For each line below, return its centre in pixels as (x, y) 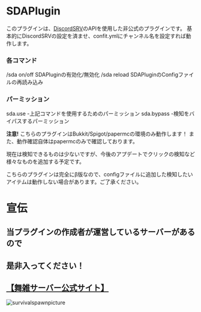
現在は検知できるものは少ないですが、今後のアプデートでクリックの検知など (101, 154)
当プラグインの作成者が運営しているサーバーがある (101, 232)
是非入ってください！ (46, 265)
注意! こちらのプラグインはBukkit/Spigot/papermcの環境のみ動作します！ (97, 134)
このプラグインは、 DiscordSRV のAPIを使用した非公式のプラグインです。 (96, 28)
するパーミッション (46, 121)
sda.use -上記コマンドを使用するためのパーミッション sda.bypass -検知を (98, 113)
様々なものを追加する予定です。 (46, 161)
